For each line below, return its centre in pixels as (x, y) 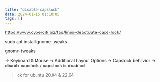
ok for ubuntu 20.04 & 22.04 (45, 75)
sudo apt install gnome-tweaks (36, 42)
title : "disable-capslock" (32, 9)
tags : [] (14, 18)
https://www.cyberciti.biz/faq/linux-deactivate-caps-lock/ (63, 33)
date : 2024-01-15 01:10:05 (32, 14)
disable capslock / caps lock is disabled (45, 66)
